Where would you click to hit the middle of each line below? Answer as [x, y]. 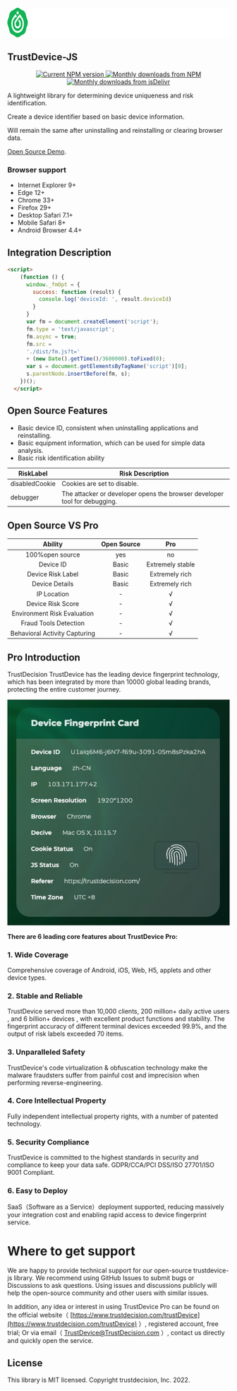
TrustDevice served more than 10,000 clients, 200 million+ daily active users [119, 1012]
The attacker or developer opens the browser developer [143, 493]
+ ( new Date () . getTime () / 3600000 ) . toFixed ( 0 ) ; [96, 359]
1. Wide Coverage [38, 954]
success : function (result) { [77, 292]
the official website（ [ [40, 1315]
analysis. [30, 450]
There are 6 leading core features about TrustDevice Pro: [92, 936]
